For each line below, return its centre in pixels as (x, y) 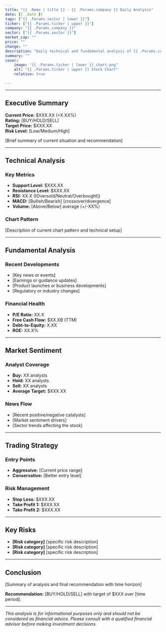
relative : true (30, 74)
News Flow (19, 404)
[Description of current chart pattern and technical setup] (64, 230)
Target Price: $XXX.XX (29, 125)
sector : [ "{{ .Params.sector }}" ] (41, 33)
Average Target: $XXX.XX (39, 391)
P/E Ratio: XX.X (28, 314)
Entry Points (20, 459)
